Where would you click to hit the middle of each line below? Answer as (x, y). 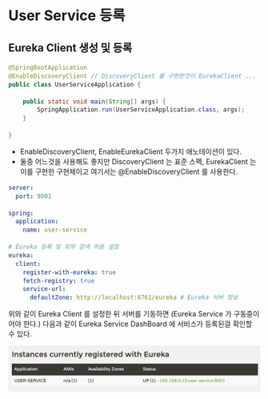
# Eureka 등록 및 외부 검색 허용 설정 (64, 247)
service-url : (44, 289)
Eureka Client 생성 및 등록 (70, 48)
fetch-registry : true (58, 280)
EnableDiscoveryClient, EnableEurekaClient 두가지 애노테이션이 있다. (131, 151)
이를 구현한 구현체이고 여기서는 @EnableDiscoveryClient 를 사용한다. (129, 171)
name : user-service (55, 230)
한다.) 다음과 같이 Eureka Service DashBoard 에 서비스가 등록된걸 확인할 (138, 324)
